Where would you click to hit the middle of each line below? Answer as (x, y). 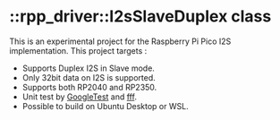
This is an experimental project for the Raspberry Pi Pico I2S (120, 41)
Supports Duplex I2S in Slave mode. (88, 68)
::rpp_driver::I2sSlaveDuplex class (140, 17)
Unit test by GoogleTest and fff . (79, 97)
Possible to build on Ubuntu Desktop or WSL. (106, 106)
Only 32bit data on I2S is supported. (89, 77)
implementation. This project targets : (78, 50)
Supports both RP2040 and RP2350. (89, 87)
